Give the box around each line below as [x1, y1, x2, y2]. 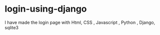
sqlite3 [4, 24, 18, 30]
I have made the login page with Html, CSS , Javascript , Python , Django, [4, 19, 156, 25]
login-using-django [4, 3, 87, 15]
